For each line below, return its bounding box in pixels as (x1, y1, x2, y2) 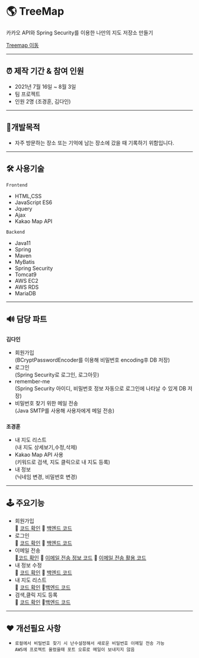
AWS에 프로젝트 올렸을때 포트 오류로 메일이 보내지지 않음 (14, 646, 135, 653)
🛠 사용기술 (6, 163, 44, 173)
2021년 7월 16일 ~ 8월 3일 (14, 83, 76, 90)
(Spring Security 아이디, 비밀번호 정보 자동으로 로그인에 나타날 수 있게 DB (14, 385, 187, 392)
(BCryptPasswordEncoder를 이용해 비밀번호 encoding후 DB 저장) (14, 356, 171, 364)
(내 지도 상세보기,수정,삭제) (14, 444, 78, 451)
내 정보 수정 (14, 562, 43, 569)
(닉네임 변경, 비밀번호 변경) (14, 473, 78, 480)
